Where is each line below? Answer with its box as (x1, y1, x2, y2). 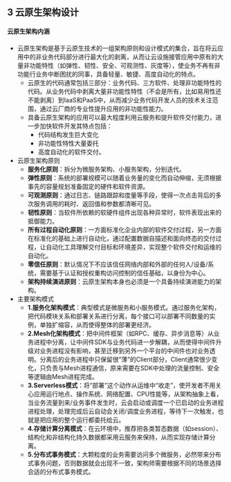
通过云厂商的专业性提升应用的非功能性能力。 (39, 104, 167, 113)
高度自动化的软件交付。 (37, 147, 105, 156)
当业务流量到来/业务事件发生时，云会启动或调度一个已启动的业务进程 (27, 398, 224, 407)
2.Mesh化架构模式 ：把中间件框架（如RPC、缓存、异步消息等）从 (27, 329, 214, 337)
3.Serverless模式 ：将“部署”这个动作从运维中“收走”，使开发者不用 (27, 381, 216, 389)
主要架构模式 (17, 295, 54, 303)
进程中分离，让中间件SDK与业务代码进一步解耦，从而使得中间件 (33, 337, 216, 346)
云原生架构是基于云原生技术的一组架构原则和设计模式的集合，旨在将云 (17, 44, 218, 52)
